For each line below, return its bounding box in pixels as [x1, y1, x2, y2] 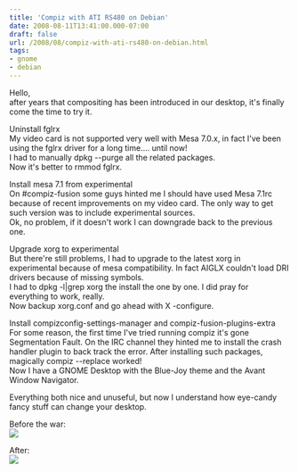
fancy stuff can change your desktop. [9, 401, 147, 411]
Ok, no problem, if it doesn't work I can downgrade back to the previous [9, 216, 273, 228]
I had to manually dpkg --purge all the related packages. [9, 152, 216, 162]
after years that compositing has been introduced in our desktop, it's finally [9, 96, 285, 107]
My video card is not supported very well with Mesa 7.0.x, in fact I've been [9, 133, 282, 144]
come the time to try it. [9, 106, 93, 117]
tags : [9, 46, 29, 55]
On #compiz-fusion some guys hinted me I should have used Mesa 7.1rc [9, 188, 273, 199]
